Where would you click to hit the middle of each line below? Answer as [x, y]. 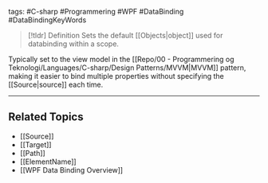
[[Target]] [35, 144]
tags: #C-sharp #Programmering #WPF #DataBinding [96, 12]
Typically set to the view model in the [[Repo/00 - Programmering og [121, 59]
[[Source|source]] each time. [56, 84]
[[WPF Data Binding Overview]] [71, 169]
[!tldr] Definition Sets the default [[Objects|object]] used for [125, 35]
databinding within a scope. [73, 44]
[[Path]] [32, 153]
